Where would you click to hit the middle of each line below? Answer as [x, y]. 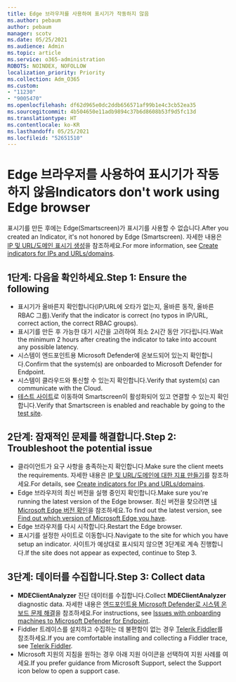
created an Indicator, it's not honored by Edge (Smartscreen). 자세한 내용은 [115, 237]
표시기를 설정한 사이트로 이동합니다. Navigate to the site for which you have [123, 535]
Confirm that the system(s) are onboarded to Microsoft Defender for [124, 364]
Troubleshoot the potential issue [80, 448]
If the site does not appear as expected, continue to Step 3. [111, 553]
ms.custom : [23, 86]
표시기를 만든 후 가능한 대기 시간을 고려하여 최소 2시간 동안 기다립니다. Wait [120, 332]
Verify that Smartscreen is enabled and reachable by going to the [131, 405]
